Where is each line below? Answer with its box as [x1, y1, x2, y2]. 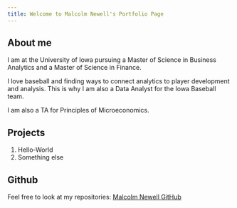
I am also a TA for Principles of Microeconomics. [7, 106, 149, 115]
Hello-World [17, 145, 53, 154]
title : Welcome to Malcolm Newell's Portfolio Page [7, 10, 164, 18]
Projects [7, 126, 46, 139]
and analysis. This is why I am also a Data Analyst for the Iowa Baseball [7, 85, 216, 93]
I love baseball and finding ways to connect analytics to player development [7, 77, 230, 85]
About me [7, 37, 52, 49]
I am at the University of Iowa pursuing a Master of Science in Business [7, 56, 217, 64]
